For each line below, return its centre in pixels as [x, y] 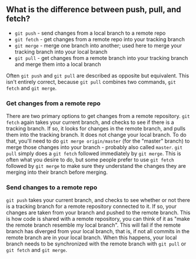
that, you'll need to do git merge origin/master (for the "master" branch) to [98, 141]
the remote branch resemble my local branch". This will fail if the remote [94, 225]
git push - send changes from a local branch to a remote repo [90, 33]
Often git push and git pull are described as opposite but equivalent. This [98, 75]
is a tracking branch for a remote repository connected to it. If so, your [92, 206]
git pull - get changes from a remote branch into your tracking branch [101, 58]
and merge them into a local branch [58, 64]
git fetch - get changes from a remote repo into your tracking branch [100, 39]
